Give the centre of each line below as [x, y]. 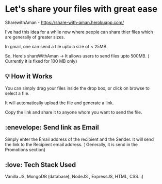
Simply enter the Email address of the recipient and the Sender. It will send [80, 139]
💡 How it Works [29, 76]
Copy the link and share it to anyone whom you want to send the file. [73, 112]
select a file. [17, 93]
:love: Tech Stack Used [40, 165]
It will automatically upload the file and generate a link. [59, 103]
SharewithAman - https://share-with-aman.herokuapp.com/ [65, 22]
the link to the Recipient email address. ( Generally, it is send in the [72, 144]
